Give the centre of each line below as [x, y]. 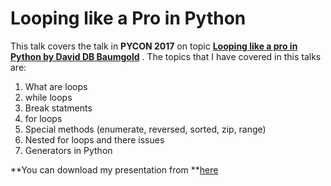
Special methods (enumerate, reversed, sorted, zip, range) [145, 129]
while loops [48, 97]
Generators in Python [68, 150]
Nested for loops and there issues [94, 139]
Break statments [58, 108]
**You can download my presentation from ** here [114, 169]
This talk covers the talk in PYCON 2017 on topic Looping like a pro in [154, 46]
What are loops [56, 86]
